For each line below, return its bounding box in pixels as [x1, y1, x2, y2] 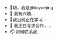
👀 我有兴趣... [9, 11, 35, 16]
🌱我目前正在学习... [9, 17, 47, 22]
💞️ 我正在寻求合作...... [9, 23, 52, 28]
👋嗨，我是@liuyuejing [9, 5, 54, 10]
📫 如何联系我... [9, 29, 41, 34]
